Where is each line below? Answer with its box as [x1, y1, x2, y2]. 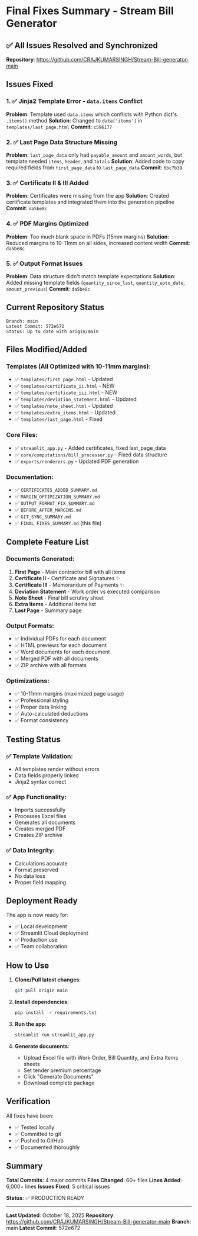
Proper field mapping [14, 878, 67, 886]
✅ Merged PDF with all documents [14, 655, 98, 662]
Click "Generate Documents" [23, 1073, 94, 1080]
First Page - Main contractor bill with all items [14, 568, 126, 575]
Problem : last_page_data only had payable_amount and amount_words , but [6, 151, 183, 158]
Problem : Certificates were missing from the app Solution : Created [6, 192, 170, 199]
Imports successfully [14, 806, 66, 813]
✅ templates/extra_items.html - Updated [14, 409, 116, 416]
